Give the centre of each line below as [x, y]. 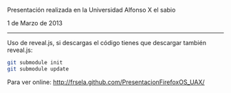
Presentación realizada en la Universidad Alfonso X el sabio [91, 10]
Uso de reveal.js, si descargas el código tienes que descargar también [107, 43]
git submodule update [38, 69]
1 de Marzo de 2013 [35, 23]
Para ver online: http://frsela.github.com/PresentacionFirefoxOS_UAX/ [106, 82]
